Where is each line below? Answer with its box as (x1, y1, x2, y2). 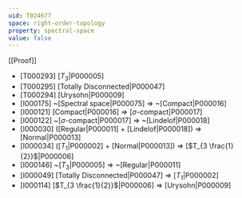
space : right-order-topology (8, 19, 105, 27)
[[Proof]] (8, 56, 38, 65)
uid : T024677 (8, 11, 52, 20)
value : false (8, 34, 52, 42)
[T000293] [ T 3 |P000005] (19, 71, 105, 83)
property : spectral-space (8, 26, 94, 34)
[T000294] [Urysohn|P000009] (19, 90, 125, 100)
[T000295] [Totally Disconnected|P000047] (19, 81, 165, 92)
